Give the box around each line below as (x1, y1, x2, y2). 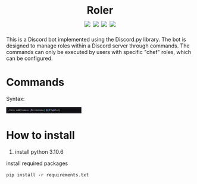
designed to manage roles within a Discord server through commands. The (6, 42, 190, 49)
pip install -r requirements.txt (6, 172, 89, 178)
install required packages (6, 160, 68, 167)
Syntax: (6, 95, 25, 102)
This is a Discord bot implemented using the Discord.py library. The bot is (6, 36, 186, 43)
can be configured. (6, 55, 53, 62)
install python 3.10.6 (14, 148, 64, 156)
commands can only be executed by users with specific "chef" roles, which (6, 48, 192, 55)
